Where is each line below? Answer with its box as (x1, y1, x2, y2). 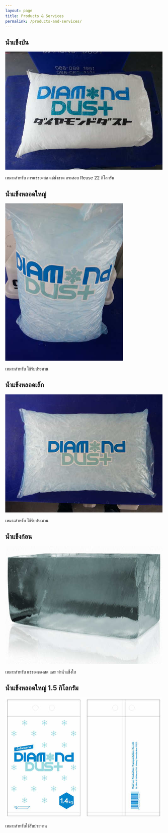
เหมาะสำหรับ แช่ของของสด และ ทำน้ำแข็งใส (5, 669, 76, 675)
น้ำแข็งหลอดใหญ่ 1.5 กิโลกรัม (5, 684, 79, 692)
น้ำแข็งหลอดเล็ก (5, 381, 44, 389)
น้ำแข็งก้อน (5, 532, 32, 541)
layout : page (5, 8, 33, 13)
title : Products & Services (5, 13, 64, 19)
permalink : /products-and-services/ (5, 19, 82, 24)
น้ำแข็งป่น (5, 38, 29, 46)
